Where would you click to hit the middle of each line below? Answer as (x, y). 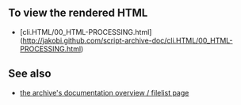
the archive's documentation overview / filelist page (104, 92)
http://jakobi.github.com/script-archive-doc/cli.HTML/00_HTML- (128, 40)
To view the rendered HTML (78, 13)
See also (30, 74)
